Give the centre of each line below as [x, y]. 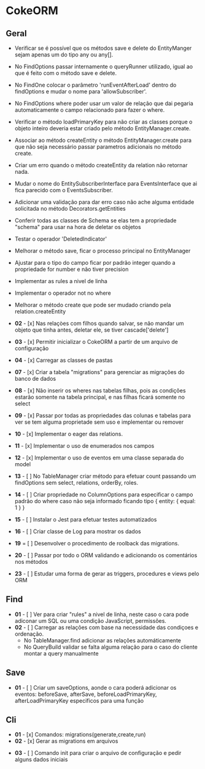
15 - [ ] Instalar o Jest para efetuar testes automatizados [86, 519]
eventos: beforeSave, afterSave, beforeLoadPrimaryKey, [86, 694]
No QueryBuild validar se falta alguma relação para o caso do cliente [110, 647]
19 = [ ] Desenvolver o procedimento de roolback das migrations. [97, 543]
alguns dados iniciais [41, 760]
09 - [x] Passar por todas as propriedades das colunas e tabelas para [103, 416]
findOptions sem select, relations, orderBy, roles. [76, 482]
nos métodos [31, 562]
